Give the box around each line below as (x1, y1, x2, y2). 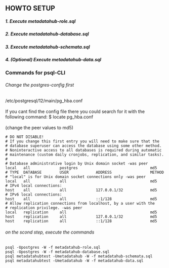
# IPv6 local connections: (5, 192, 62, 197)
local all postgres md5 (5, 165, 157, 170)
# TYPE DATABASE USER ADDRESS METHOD (5, 170, 164, 175)
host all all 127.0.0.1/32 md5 (5, 187, 157, 193)
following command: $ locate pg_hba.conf (5, 113, 94, 120)
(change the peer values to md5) (5, 124, 73, 131)
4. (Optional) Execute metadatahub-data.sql (5, 57, 102, 63)
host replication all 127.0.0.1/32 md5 (5, 214, 157, 219)
